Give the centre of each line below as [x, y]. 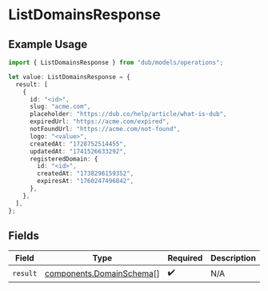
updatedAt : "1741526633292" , [78, 151]
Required [185, 258]
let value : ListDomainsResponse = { [69, 77]
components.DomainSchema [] [102, 273]
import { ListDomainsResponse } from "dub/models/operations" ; [116, 62]
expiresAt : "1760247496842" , [86, 181]
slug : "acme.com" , [60, 107]
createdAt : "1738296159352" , [86, 173]
